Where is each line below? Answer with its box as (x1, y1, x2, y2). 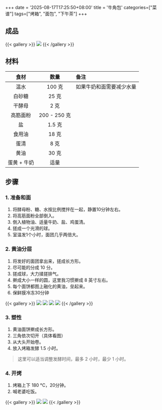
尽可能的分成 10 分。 (12, 264, 55, 270)
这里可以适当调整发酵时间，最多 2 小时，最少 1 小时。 (17, 355, 129, 362)
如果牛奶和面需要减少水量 (75, 83, 137, 90)
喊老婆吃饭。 (12, 388, 39, 395)
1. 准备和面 (5, 194, 31, 201)
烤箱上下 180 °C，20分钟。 (12, 382, 69, 388)
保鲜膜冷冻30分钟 (12, 289, 49, 295)
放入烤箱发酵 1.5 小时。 (12, 345, 61, 351)
